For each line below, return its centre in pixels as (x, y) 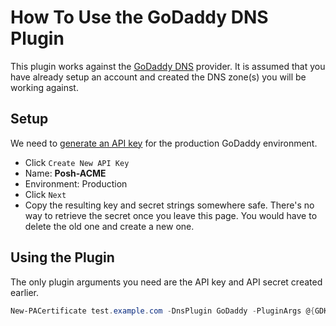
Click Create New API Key (77, 162)
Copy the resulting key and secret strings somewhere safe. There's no (169, 205)
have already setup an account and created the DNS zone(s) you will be (158, 77)
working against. (44, 87)
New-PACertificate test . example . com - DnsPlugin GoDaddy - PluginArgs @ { (162, 311)
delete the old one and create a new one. (109, 226)
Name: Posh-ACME (65, 173)
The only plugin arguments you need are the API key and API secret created (166, 282)
